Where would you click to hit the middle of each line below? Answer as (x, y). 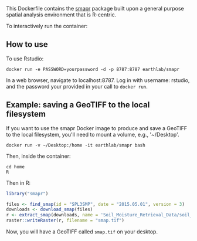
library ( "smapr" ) (27, 194)
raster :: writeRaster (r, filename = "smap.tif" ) (65, 220)
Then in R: (18, 183)
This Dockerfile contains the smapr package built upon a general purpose (95, 9)
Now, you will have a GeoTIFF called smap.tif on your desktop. (82, 232)
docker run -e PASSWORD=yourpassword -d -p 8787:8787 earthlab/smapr (93, 69)
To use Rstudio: (25, 59)
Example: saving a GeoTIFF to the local (78, 105)
